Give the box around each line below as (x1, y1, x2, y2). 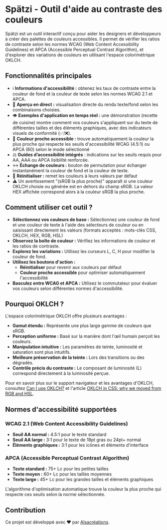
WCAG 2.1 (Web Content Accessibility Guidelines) (5, 420, 128, 427)
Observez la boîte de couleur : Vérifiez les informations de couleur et (12, 238, 156, 244)
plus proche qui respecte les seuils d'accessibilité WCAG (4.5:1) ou (12, 141, 150, 147)
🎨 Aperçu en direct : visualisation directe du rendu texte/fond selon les (12, 101, 159, 107)
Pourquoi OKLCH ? (5, 299, 64, 308)
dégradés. (12, 360, 34, 366)
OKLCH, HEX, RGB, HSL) (12, 232, 63, 238)
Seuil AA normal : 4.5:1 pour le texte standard (12, 432, 107, 438)
